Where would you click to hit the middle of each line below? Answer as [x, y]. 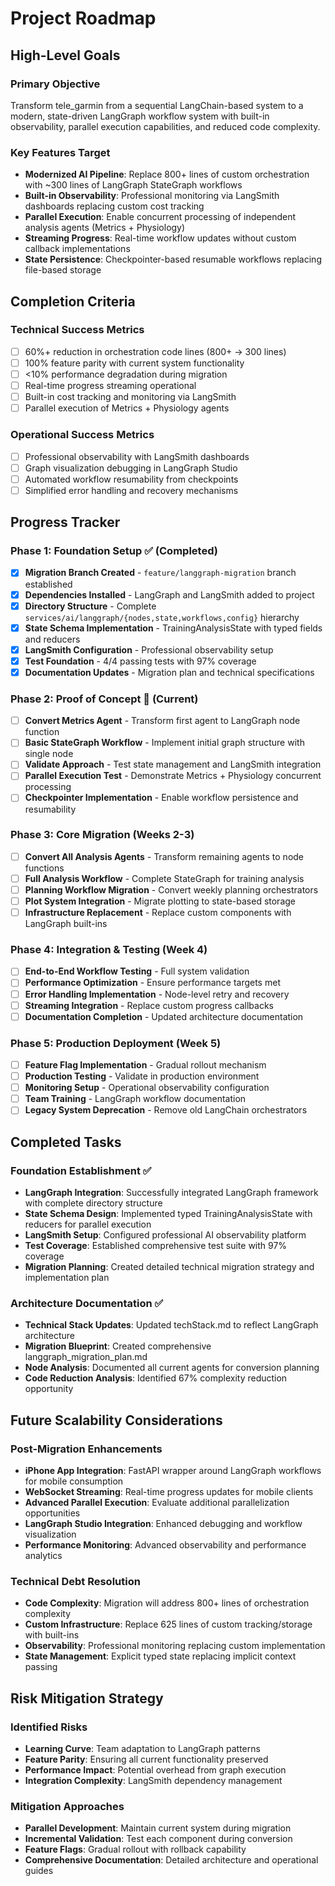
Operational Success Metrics [82, 435]
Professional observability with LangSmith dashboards [137, 456]
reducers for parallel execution [88, 1224]
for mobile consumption [74, 1481]
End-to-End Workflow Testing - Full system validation [137, 971]
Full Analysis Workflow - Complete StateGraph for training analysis [164, 878]
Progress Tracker [65, 522]
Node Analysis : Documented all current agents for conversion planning [172, 1368]
